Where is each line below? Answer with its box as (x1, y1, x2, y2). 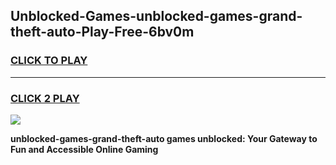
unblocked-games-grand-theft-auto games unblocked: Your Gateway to (10, 132, 318, 144)
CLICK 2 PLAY (10, 91, 80, 105)
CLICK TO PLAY (10, 54, 88, 68)
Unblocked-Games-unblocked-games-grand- (10, 8, 303, 25)
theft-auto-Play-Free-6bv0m (10, 24, 195, 41)
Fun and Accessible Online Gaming (10, 143, 159, 155)
